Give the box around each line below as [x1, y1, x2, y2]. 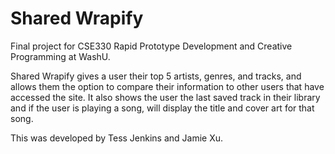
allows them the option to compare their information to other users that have [10, 80, 325, 92]
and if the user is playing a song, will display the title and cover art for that [10, 102, 315, 114]
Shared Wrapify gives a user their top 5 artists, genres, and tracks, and [10, 70, 302, 82]
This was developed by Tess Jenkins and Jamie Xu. [10, 132, 224, 144]
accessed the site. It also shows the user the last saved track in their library [10, 91, 321, 103]
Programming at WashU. [10, 50, 111, 62]
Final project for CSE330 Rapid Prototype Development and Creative [10, 40, 293, 52]
